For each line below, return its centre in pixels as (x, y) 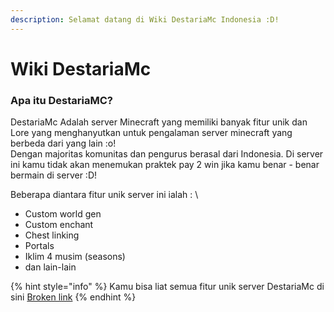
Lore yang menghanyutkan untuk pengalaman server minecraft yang (151, 133)
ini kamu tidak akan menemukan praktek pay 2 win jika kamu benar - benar (165, 165)
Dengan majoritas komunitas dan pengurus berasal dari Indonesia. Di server (167, 154)
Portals (39, 246)
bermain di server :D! (54, 175)
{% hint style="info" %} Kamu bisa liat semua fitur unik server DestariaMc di (167, 287)
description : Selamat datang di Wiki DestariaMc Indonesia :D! (145, 19)
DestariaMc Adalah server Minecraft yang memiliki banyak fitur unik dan (159, 122)
